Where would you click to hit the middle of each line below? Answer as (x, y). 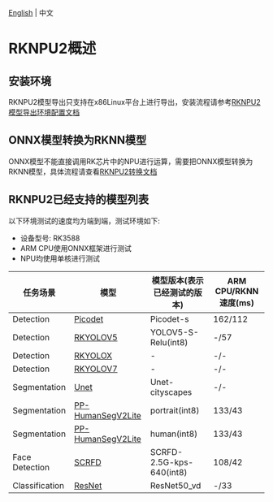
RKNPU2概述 (52, 49)
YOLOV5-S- (174, 332)
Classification (39, 485)
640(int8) (169, 472)
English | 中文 (31, 13)
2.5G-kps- (171, 462)
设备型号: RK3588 (50, 238)
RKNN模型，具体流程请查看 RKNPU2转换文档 (83, 171)
